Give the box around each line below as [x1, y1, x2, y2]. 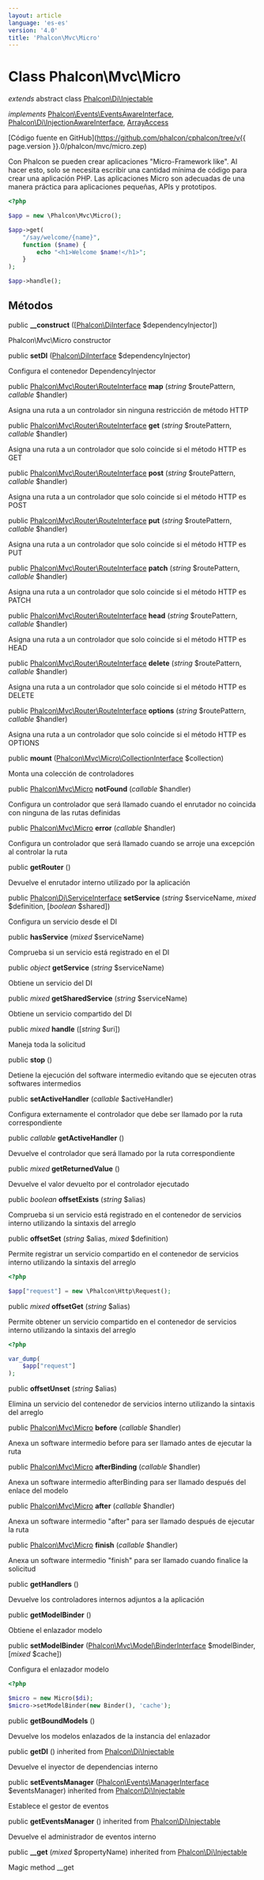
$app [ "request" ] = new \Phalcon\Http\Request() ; [8, 1287, 172, 1295]
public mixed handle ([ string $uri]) [8, 1024, 121, 1034]
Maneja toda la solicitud [8, 1039, 85, 1049]
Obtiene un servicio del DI [8, 978, 93, 987]
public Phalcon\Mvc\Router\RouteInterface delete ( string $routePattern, [8, 658, 243, 668]
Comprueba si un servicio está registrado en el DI [8, 948, 170, 957]
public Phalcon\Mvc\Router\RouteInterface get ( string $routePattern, [8, 421, 232, 430]
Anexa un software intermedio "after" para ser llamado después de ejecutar [8, 1516, 255, 1526]
